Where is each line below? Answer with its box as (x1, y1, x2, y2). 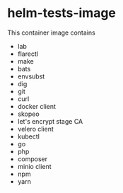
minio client (17, 162, 52, 170)
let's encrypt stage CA (17, 117, 83, 125)
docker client (17, 102, 57, 110)
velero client (17, 124, 54, 133)
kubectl (17, 132, 40, 141)
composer (17, 154, 48, 163)
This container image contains (7, 28, 95, 37)
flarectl (17, 49, 39, 58)
